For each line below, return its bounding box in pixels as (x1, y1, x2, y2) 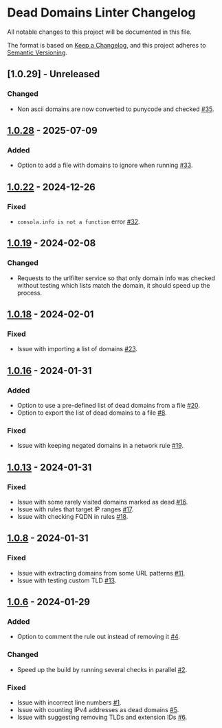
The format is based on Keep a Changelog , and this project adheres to (7, 41, 206, 49)
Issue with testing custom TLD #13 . (16, 576, 117, 584)
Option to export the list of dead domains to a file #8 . (16, 409, 167, 417)
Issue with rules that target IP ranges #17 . (16, 505, 134, 513)
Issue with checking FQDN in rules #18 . (16, 513, 129, 521)
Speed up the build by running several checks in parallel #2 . (16, 665, 188, 673)
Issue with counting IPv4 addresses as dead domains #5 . (16, 706, 179, 714)
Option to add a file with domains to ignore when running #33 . (16, 161, 193, 170)
